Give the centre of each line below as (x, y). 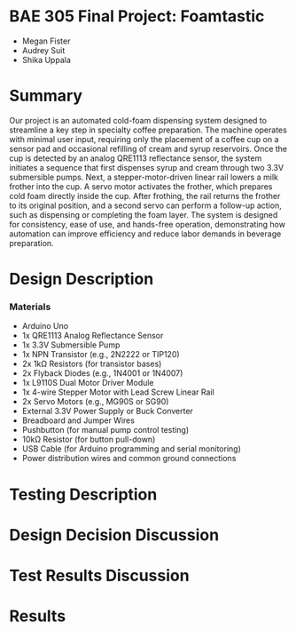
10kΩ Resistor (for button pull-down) (89, 439)
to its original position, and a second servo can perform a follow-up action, (145, 205)
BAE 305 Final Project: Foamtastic (137, 16)
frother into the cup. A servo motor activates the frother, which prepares (141, 186)
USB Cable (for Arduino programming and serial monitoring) (132, 449)
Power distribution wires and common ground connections (129, 459)
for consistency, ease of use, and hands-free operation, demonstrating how (148, 224)
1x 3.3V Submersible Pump (71, 345)
